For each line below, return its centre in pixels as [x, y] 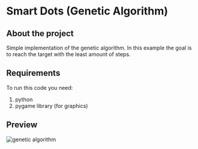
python [24, 99]
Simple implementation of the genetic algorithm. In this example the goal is [99, 48]
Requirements [33, 73]
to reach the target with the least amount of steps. [69, 54]
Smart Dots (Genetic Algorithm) [87, 11]
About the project [40, 33]
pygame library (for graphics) [52, 106]
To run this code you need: [40, 87]
